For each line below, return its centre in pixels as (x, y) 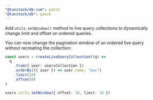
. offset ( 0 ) (25, 79)
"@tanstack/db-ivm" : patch (33, 10)
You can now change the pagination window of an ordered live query (75, 42)
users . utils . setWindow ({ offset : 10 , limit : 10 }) (58, 93)
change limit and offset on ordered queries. (49, 33)
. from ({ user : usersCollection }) (49, 66)
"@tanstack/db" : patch (28, 14)
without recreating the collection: (38, 48)
